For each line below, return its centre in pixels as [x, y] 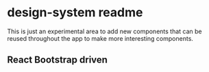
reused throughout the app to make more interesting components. [100, 38]
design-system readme [75, 13]
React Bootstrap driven [58, 60]
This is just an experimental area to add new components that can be [104, 31]
